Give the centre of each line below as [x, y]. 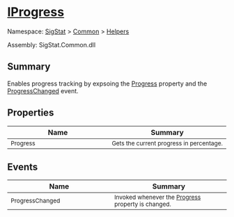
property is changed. [143, 204]
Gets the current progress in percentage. [167, 143]
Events [23, 167]
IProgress [36, 12]
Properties [31, 113]
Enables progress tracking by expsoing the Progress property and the [107, 83]
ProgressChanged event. [43, 90]
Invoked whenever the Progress [158, 198]
